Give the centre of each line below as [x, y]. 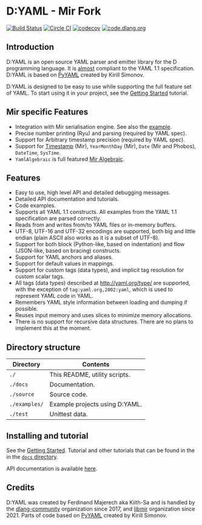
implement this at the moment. [53, 328]
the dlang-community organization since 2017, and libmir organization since [101, 509]
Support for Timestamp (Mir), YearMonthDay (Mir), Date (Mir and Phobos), [106, 146]
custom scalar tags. [40, 276]
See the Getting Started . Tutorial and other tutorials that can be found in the [101, 450]
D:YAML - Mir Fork [54, 11]
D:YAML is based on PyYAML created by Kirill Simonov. [75, 75]
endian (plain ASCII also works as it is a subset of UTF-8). [87, 238]
